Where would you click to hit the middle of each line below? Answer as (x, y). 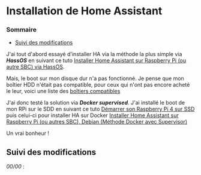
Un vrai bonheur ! (28, 133)
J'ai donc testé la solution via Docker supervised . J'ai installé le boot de (95, 103)
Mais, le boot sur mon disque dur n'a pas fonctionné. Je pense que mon (95, 78)
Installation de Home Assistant (84, 11)
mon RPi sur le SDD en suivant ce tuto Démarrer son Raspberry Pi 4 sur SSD (100, 109)
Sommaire (22, 30)
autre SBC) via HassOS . (35, 67)
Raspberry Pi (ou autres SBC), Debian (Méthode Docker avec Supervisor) (97, 122)
